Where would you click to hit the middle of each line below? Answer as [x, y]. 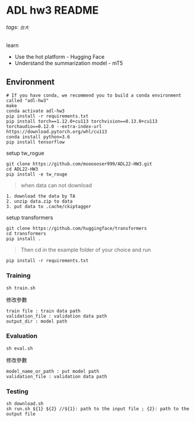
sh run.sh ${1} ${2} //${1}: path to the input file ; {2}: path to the [98, 409]
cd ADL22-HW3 [22, 170]
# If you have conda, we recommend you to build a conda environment [94, 95]
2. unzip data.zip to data [39, 202]
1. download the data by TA [41, 196]
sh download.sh [25, 404]
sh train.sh [21, 288]
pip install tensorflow [36, 142]
